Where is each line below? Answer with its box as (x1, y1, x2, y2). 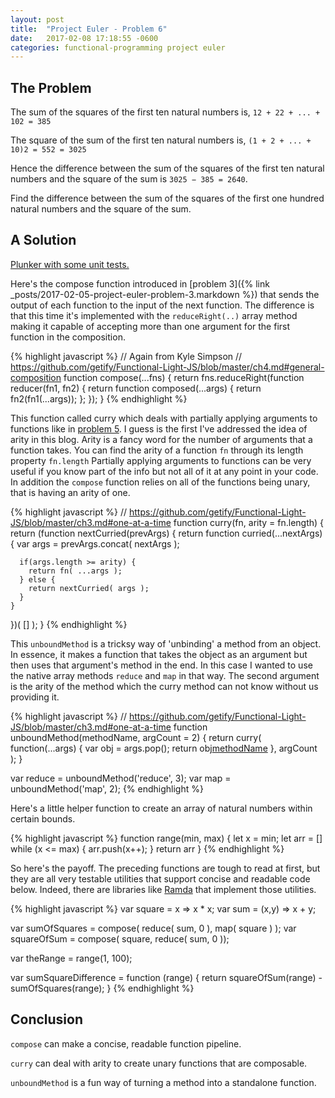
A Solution (10, 232, 77, 249)
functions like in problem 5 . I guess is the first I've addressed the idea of (10, 422, 308, 435)
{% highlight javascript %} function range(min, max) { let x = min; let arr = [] (10, 832, 323, 844)
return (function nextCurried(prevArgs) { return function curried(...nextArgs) (10, 527, 323, 539)
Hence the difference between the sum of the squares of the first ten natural (10, 162, 325, 175)
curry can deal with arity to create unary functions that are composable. (10, 1057, 308, 1069)
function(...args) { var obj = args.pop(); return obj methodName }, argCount (10, 742, 318, 754)
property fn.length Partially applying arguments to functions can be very (10, 454, 312, 466)
